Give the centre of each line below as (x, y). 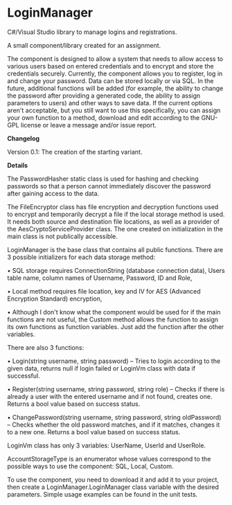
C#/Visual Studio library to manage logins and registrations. (92, 32)
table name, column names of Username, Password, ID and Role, (100, 278)
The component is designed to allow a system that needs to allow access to (115, 59)
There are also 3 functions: (46, 347)
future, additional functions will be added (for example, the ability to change (115, 88)
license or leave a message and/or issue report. (89, 125)
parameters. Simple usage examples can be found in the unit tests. (102, 494)
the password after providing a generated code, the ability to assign (104, 96)
